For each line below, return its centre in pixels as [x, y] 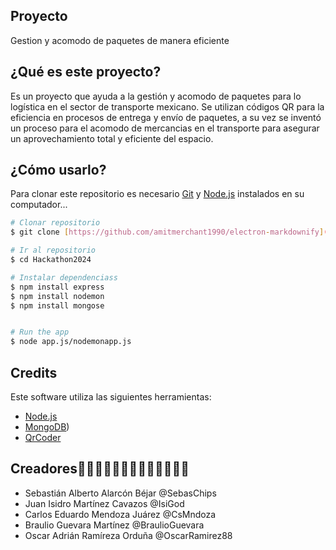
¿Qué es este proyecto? [86, 72]
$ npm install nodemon [57, 296]
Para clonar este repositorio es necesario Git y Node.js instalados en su [157, 194]
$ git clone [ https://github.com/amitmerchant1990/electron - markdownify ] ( [169, 232]
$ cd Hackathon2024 [51, 260]
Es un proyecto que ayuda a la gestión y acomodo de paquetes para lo [156, 96]
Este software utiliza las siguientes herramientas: [111, 397]
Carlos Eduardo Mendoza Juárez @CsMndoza [120, 514]
